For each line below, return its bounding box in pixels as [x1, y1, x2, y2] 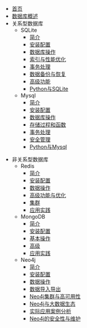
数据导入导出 [29, 285, 61, 293]
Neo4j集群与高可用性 [29, 293, 81, 300]
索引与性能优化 [29, 56, 66, 63]
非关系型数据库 [11, 156, 49, 163]
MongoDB [20, 213, 46, 220]
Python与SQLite [29, 85, 69, 92]
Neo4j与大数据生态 [29, 300, 76, 307]
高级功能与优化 [29, 191, 66, 199]
